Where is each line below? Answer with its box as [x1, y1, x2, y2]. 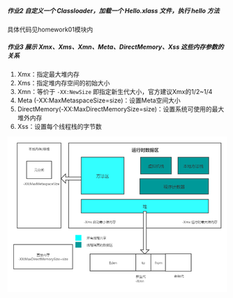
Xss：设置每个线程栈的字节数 [17, 122, 103, 130]
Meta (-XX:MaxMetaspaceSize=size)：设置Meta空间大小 [17, 96, 181, 104]
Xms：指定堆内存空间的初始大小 [17, 79, 110, 87]
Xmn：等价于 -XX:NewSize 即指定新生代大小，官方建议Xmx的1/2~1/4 [17, 87, 213, 95]
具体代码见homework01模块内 [7, 25, 93, 33]
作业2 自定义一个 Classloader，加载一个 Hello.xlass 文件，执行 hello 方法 [7, 6, 220, 15]
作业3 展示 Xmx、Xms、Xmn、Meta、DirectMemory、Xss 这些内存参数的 [7, 42, 225, 51]
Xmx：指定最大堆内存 [17, 70, 80, 78]
